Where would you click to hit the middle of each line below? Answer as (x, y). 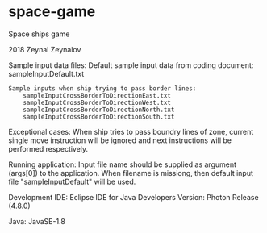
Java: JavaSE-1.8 (37, 221)
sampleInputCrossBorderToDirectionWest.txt (97, 102)
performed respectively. (48, 148)
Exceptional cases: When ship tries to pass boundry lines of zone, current (131, 131)
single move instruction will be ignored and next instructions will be (120, 140)
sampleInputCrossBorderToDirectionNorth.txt (99, 110)
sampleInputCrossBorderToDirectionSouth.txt (99, 116)
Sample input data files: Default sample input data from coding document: (131, 65)
